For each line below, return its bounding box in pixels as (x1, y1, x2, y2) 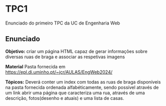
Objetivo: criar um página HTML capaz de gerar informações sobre (5, 48, 148, 54)
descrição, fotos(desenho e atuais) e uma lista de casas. (5, 95, 124, 101)
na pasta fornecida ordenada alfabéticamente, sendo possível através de (5, 84, 159, 90)
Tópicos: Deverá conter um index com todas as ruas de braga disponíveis (5, 78, 161, 85)
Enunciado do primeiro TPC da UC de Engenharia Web (5, 20, 120, 26)
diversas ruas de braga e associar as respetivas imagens (5, 54, 125, 60)
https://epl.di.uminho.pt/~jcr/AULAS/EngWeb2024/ (5, 69, 113, 75)
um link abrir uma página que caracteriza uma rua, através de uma (5, 90, 145, 96)
